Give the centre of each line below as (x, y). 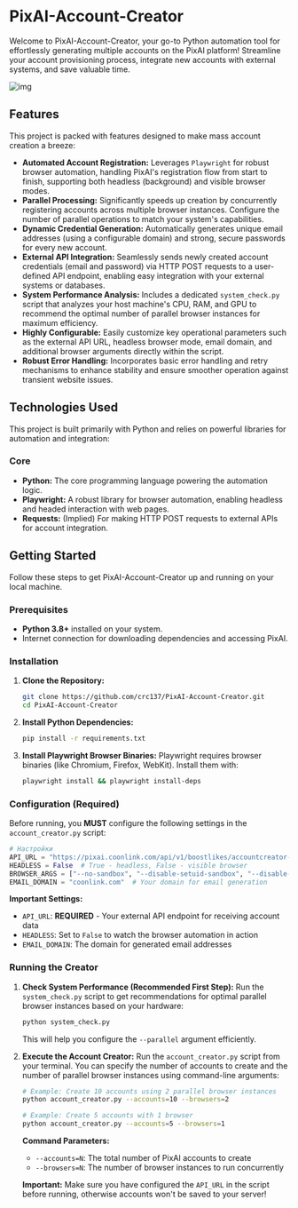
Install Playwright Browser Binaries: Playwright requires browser (142, 755)
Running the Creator (54, 967)
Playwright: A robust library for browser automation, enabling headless (153, 499)
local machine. (36, 586)
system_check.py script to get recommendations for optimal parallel (145, 996)
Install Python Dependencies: (78, 722)
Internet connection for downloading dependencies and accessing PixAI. (155, 638)
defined (36, 275)
